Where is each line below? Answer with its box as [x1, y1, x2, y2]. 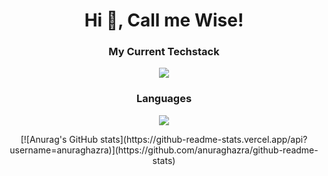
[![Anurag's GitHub [20, 133, 99, 145]
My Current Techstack [108, 45, 220, 59]
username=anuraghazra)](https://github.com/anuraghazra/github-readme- [9, 144, 319, 156]
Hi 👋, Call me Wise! [84, 9, 244, 32]
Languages [135, 92, 193, 106]
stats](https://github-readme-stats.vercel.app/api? [99, 133, 308, 145]
